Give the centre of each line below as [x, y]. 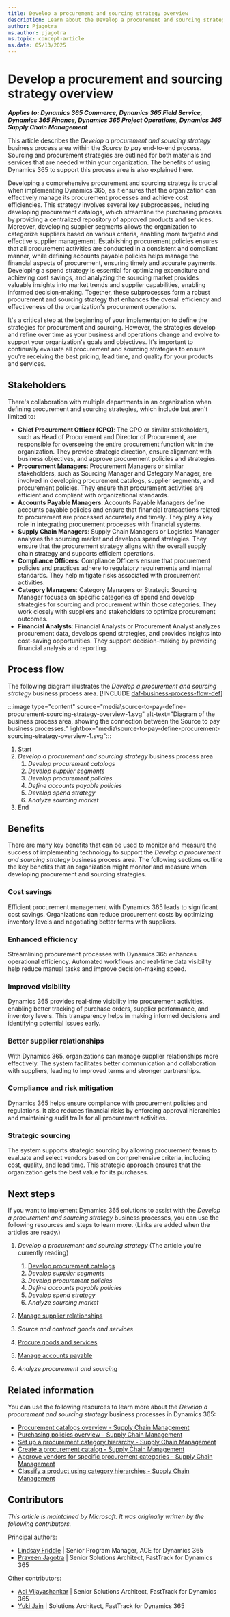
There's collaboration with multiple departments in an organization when [110, 402]
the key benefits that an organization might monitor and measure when [107, 867]
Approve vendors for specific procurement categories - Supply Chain [115, 1456]
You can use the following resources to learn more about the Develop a [108, 1407]
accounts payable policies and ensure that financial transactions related [119, 509]
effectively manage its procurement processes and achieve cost [98, 197]
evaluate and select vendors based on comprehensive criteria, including [109, 1158]
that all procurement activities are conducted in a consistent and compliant [113, 248]
